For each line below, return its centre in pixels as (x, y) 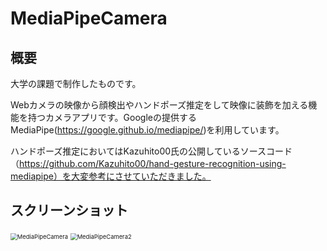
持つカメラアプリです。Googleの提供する (112, 117)
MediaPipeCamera (89, 18)
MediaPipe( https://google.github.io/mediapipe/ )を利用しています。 (147, 130)
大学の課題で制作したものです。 (76, 83)
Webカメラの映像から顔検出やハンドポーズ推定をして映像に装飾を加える (159, 105)
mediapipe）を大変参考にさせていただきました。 (111, 176)
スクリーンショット (69, 210)
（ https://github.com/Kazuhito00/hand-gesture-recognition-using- (148, 163)
